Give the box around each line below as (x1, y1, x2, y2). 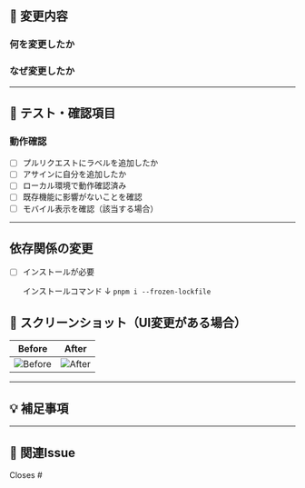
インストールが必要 (22, 266, 95, 277)
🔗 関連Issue (9, 444, 75, 461)
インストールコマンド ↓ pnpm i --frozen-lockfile (22, 285, 212, 297)
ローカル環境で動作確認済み (22, 180, 127, 191)
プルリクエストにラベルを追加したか (22, 157, 159, 168)
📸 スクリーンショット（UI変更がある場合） (9, 314, 247, 330)
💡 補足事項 (9, 401, 69, 416)
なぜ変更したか (9, 65, 75, 77)
